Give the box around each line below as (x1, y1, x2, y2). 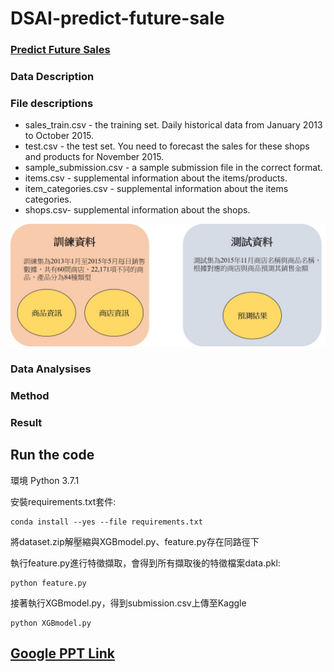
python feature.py (10, 578, 87, 588)
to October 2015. (24, 130, 95, 142)
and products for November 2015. (24, 151, 165, 163)
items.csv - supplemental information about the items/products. (24, 172, 288, 184)
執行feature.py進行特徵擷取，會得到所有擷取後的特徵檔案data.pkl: (10, 557, 281, 569)
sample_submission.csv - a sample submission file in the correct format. (24, 162, 323, 174)
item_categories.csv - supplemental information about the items (24, 183, 289, 195)
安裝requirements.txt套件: (10, 495, 117, 507)
